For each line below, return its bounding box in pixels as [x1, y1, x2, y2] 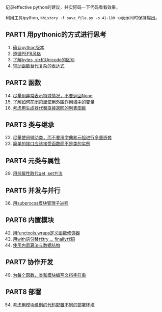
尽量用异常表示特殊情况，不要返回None [12, 92, 93, 98]
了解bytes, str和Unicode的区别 [12, 57, 75, 62]
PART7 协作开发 [5, 258, 54, 266]
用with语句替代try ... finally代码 [12, 236, 76, 242]
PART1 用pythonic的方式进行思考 [5, 30, 107, 39]
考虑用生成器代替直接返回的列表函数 [12, 105, 86, 111]
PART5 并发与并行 [5, 186, 61, 195]
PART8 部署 [5, 288, 41, 296]
